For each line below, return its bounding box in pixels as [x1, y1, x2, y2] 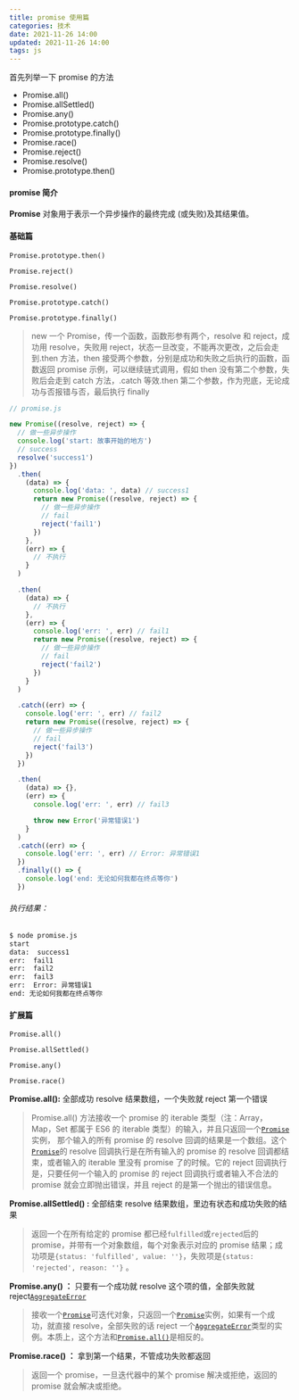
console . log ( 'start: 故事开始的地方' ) [17, 436, 153, 446]
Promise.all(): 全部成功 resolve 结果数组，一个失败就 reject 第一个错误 [9, 1094, 268, 1105]
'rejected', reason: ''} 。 [30, 1262, 134, 1272]
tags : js [9, 46, 42, 55]
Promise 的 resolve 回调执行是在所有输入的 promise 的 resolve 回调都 [30, 1146, 282, 1156]
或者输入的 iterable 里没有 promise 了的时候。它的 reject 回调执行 [46, 1157, 287, 1168]
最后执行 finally [93, 385, 150, 397]
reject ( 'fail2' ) [41, 659, 102, 669]
